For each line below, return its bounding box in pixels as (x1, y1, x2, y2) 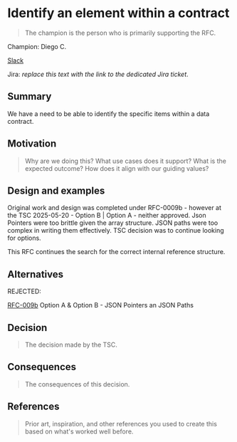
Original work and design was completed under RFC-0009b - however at (7, 204, 222, 212)
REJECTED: (7, 287, 41, 296)
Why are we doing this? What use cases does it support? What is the (24, 157, 226, 165)
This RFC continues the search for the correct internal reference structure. (7, 248, 226, 256)
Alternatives (7, 268, 64, 280)
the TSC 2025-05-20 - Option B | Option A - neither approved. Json (7, 211, 206, 220)
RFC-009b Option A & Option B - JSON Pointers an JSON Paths (7, 301, 194, 310)
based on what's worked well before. (24, 427, 134, 436)
